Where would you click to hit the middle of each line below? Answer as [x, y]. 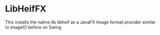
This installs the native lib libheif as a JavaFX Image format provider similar [80, 22]
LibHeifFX [26, 9]
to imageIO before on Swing [33, 27]
